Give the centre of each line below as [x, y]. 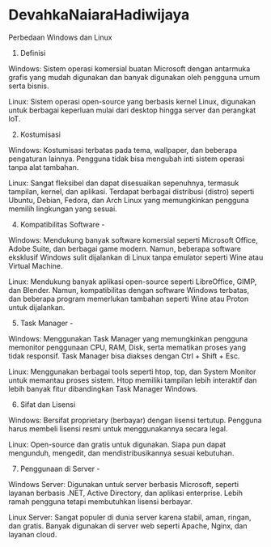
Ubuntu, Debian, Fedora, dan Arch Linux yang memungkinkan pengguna [129, 200]
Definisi [33, 53]
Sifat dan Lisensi [48, 404]
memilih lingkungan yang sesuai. [63, 209]
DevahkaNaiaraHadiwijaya [99, 15]
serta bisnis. [29, 86]
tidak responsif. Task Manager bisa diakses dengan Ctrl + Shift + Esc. [124, 356]
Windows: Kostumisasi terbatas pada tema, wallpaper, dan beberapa [123, 150]
